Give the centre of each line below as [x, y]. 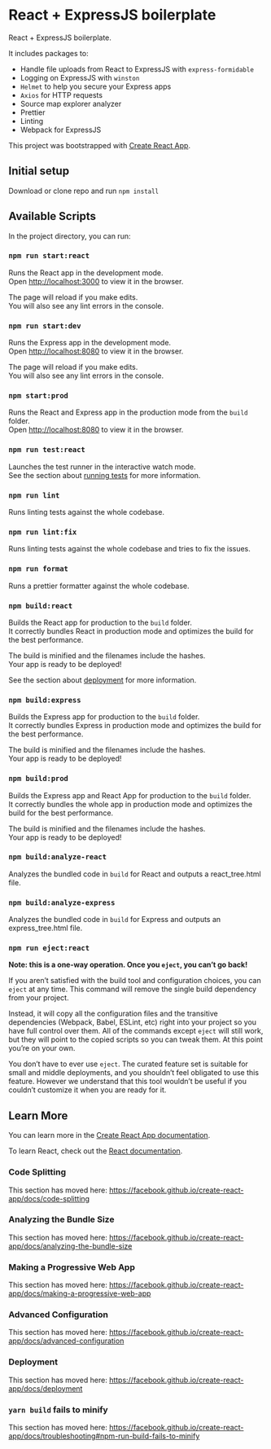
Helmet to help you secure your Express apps [96, 86]
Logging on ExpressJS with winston [80, 77]
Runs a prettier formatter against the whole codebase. [99, 586]
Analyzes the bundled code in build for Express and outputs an [115, 920]
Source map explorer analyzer [71, 103]
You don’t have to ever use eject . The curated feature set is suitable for [128, 1064]
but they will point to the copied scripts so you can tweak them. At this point [135, 1039]
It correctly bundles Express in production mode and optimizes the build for [135, 726]
